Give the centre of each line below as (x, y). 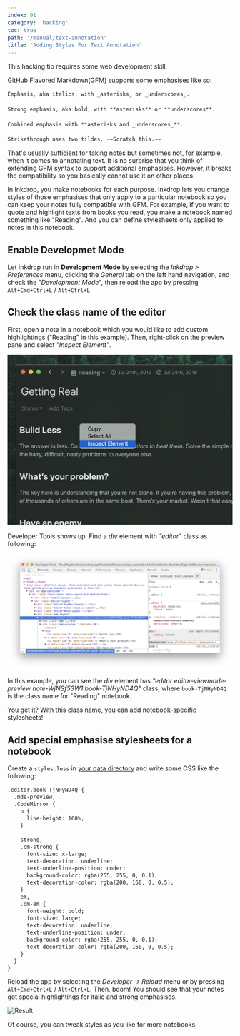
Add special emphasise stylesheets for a (100, 740)
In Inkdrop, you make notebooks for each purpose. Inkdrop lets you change (118, 190)
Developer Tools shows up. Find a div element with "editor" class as (107, 536)
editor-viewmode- (200, 681)
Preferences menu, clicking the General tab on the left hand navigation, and (119, 275)
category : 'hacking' (38, 22)
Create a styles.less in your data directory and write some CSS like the (113, 768)
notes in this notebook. (41, 228)
